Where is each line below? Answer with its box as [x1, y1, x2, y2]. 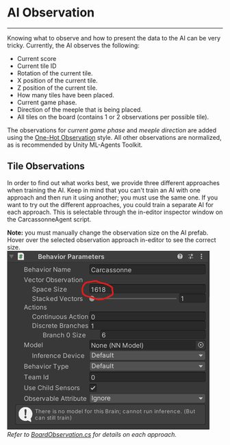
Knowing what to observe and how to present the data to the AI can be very [7, 34, 221, 42]
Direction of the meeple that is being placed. [16, 105, 142, 114]
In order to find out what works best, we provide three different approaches [7, 178, 220, 187]
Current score [16, 54, 57, 62]
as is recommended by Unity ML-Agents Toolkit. [7, 141, 143, 149]
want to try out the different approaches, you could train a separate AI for [7, 200, 214, 208]
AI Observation [7, 5, 95, 21]
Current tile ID [16, 62, 57, 70]
